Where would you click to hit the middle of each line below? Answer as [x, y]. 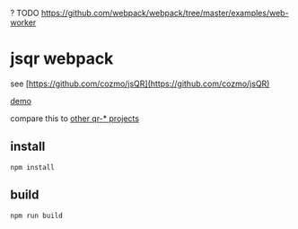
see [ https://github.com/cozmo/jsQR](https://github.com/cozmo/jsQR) [140, 84]
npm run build [37, 216]
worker [23, 22]
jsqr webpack [62, 59]
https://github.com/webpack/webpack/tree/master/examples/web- [165, 13]
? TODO [25, 13]
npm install [32, 167]
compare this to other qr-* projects [75, 118]
